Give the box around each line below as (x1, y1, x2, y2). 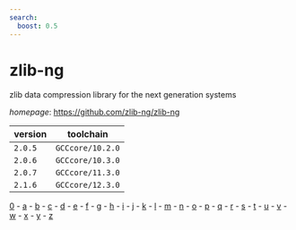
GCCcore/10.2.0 (55, 143, 120, 153)
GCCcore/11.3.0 (55, 167, 120, 178)
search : (9, 13, 39, 22)
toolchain (66, 128, 109, 141)
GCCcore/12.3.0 (55, 180, 120, 191)
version (13, 128, 48, 141)
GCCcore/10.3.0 (55, 156, 120, 166)
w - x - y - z (9, 210, 54, 221)
